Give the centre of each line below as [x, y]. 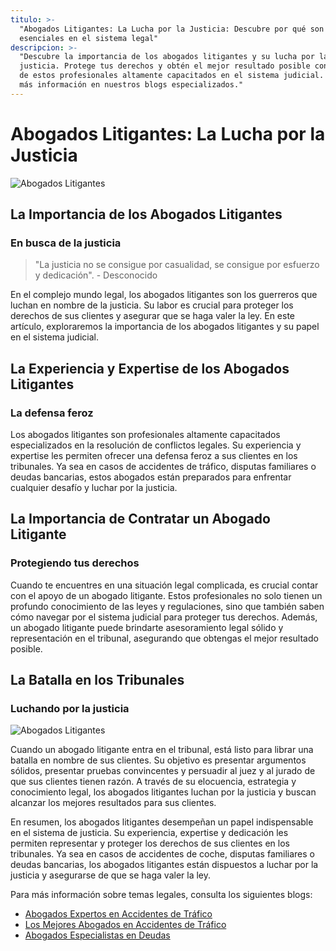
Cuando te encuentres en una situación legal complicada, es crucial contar [164, 585]
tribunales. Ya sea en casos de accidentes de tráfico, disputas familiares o [163, 467]
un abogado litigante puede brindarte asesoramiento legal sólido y [147, 627]
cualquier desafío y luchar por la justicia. [94, 488]
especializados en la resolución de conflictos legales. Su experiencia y [156, 445]
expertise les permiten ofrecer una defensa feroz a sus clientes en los [154, 456]
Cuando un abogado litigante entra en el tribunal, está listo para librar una [162, 750]
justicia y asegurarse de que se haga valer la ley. [111, 875]
